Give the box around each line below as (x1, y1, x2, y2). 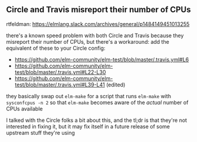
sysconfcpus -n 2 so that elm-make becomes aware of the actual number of (6, 99, 189, 106)
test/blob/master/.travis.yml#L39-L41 (14, 81, 105, 88)
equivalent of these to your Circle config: (6, 44, 106, 51)
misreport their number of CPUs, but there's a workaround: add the (6, 38, 169, 45)
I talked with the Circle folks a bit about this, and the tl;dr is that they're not (6, 117, 188, 124)
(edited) (106, 81, 126, 88)
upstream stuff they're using (6, 129, 75, 136)
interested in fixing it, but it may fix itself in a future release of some (6, 122, 170, 130)
